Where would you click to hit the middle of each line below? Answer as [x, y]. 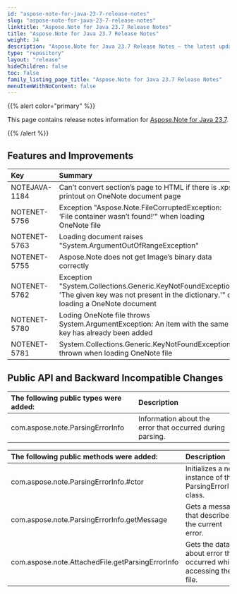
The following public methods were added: [84, 456]
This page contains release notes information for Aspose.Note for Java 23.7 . [118, 120]
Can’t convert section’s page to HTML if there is [138, 188]
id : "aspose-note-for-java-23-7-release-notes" [79, 14]
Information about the [174, 418]
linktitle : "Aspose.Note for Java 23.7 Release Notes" [90, 27]
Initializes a [204, 468]
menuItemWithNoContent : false [52, 86]
